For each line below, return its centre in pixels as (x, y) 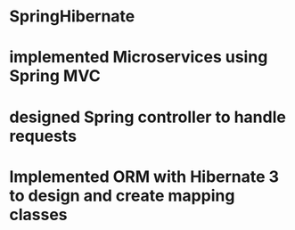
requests (43, 136)
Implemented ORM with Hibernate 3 (144, 177)
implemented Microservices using (139, 57)
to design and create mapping (122, 196)
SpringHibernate (72, 16)
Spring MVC (55, 76)
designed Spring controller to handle (148, 117)
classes (39, 214)
